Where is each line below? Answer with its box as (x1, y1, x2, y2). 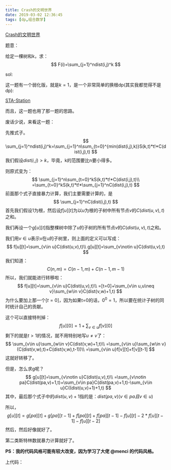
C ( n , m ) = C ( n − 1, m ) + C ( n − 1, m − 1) (46, 266, 125, 272)
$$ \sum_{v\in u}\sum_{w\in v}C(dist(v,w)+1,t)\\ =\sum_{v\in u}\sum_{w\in (5, 341, 161, 347)
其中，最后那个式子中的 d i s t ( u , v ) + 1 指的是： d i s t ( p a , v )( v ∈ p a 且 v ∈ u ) (5, 393, 153, 399)
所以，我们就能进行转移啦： (5, 275, 64, 281)
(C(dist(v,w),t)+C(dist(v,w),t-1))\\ (17, 346, 85, 352)
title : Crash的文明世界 (5, 7, 52, 13)
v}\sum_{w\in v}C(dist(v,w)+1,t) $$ (49, 289, 123, 295)
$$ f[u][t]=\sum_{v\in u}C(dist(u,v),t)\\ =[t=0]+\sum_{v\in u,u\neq (17, 283, 155, 289)
